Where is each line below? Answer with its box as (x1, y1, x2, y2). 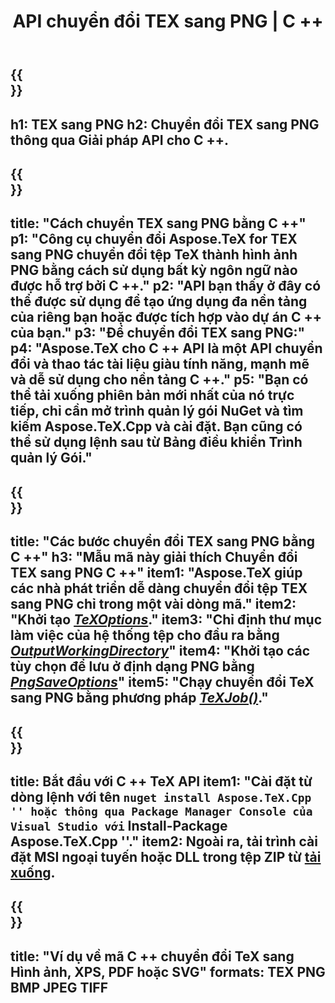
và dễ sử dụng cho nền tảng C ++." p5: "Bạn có (10, 371, 309, 389)
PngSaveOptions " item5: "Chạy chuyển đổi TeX (10, 674, 315, 691)
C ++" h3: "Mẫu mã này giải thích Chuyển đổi (10, 549, 298, 566)
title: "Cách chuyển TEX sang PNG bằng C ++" (10, 215, 307, 232)
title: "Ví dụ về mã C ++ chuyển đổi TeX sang (10, 948, 295, 965)
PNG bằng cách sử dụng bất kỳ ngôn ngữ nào (10, 262, 298, 279)
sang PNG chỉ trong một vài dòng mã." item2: (10, 596, 297, 613)
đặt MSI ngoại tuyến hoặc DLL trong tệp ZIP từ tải (10, 848, 322, 865)
